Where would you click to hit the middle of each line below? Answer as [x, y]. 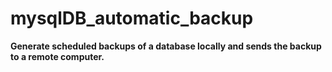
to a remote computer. [57, 56]
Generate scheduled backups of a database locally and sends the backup [166, 46]
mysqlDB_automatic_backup [132, 18]
